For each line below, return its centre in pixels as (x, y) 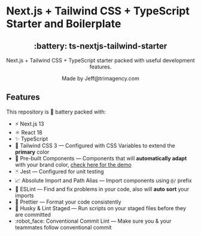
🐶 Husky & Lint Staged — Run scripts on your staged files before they (100, 208)
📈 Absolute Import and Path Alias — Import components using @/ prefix (103, 180)
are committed (33, 214)
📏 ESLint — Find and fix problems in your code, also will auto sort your (102, 189)
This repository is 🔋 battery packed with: (56, 112)
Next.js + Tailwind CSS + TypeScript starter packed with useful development (101, 60)
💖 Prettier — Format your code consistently (68, 202)
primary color (32, 152)
